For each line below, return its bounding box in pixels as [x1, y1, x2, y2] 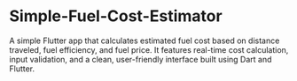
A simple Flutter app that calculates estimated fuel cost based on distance [9, 35, 280, 46]
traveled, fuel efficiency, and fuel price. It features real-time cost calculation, [9, 44, 289, 55]
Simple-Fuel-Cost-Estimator [9, 6, 223, 26]
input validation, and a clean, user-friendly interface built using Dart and [9, 54, 272, 64]
